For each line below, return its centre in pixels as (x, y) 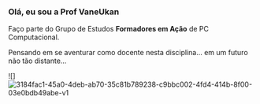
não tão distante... (37, 61)
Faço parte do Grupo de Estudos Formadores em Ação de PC (108, 29)
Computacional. (34, 37)
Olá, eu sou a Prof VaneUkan (64, 12)
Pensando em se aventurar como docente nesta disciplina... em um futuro (128, 53)
